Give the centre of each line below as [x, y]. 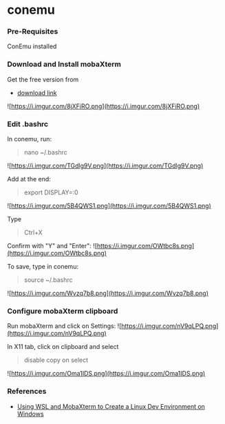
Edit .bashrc [28, 124]
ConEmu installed [32, 46]
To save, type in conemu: [43, 267]
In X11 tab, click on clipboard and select [63, 347]
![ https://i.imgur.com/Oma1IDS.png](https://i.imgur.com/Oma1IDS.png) [106, 374]
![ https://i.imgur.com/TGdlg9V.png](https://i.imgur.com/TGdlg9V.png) [105, 166]
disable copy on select [56, 360]
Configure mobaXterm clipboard [63, 311]
